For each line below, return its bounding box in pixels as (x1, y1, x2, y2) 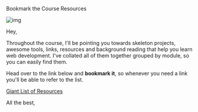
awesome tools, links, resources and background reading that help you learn (6, 46, 193, 53)
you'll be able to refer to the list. (6, 76, 84, 83)
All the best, (6, 99, 35, 106)
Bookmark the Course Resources (6, 5, 87, 12)
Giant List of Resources (6, 88, 63, 94)
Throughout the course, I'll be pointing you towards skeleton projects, (6, 40, 176, 46)
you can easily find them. (6, 59, 68, 65)
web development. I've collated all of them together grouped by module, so (6, 52, 190, 59)
